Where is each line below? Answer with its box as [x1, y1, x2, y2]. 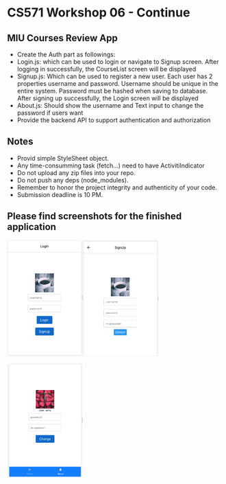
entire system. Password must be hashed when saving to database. [16, 87, 208, 95]
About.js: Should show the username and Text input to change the [16, 102, 204, 109]
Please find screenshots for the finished [7, 211, 182, 222]
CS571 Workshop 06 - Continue [7, 5, 190, 21]
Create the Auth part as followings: [16, 50, 116, 58]
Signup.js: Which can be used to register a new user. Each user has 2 [16, 72, 213, 80]
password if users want [16, 108, 84, 117]
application [7, 221, 57, 233]
